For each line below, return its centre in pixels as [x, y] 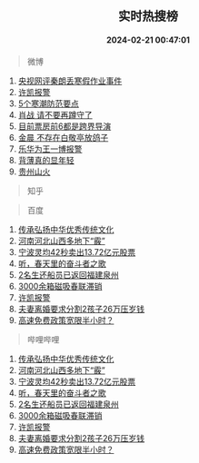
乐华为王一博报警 [50, 149]
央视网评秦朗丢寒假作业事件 [70, 81]
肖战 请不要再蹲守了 [55, 114]
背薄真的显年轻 [46, 160]
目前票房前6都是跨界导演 [65, 126]
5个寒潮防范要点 [49, 103]
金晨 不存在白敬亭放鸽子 [63, 137]
